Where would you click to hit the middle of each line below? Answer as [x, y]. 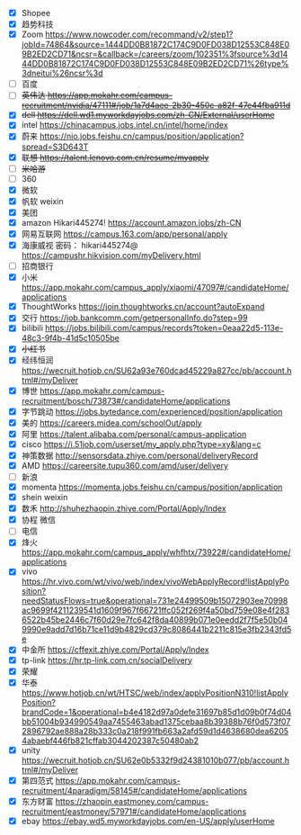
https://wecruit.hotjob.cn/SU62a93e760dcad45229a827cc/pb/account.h [156, 370]
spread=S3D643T [55, 147]
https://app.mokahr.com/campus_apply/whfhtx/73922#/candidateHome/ [156, 552]
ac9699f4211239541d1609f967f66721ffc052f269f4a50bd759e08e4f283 [155, 610]
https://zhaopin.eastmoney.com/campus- [132, 801]
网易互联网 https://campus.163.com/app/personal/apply [124, 234]
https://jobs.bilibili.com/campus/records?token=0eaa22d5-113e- [164, 328]
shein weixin [44, 498]
